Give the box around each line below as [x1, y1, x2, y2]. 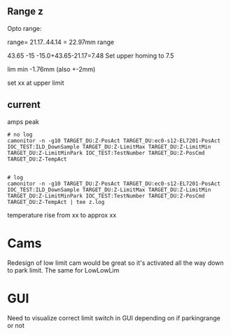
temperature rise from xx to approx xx [7, 210, 117, 219]
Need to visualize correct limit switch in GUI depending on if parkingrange [7, 313, 220, 322]
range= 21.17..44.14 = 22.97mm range [7, 38, 114, 46]
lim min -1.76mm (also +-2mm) [7, 64, 96, 73]
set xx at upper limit [7, 78, 64, 87]
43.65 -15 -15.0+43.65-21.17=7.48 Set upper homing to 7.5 [7, 51, 174, 60]
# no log [7, 131, 33, 138]
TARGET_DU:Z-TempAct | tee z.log [7, 198, 105, 205]
